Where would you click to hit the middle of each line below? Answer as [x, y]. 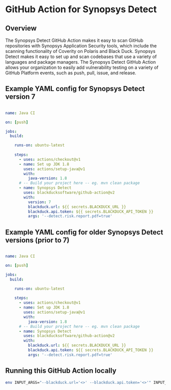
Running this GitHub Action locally [61, 371]
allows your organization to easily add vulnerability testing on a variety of [82, 67]
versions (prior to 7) [37, 240]
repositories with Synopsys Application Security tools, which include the [81, 46]
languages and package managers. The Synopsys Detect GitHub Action [81, 62]
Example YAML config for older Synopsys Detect [84, 232]
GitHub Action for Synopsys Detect [81, 9]
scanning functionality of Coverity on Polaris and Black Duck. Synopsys [80, 51]
